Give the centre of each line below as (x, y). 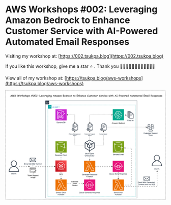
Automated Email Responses (67, 42)
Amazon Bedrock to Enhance (68, 20)
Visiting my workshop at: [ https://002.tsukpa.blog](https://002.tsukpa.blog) (84, 56)
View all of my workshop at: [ (36, 78)
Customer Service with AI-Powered (82, 31)
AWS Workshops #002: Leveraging (81, 9)
